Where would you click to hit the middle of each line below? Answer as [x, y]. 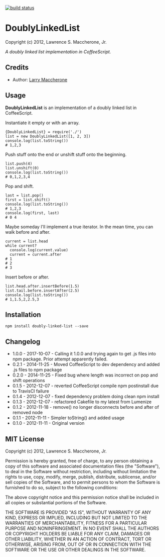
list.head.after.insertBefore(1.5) [42, 286]
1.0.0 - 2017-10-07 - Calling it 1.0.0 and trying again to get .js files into [84, 354]
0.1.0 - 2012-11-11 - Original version [48, 423]
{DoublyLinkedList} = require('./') [43, 132]
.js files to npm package [37, 370]
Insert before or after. [27, 277]
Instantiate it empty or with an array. [43, 123]
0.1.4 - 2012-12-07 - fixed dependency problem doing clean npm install [86, 397]
